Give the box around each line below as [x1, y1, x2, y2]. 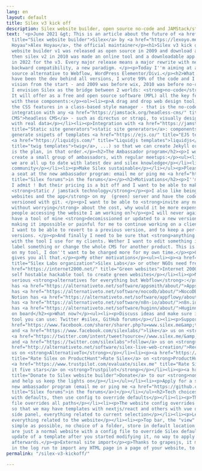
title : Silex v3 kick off [6, 20, 71, 26]
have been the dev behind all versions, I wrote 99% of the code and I [11, 76, 195, 82]
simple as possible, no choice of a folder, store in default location [11, 422, 195, 429]
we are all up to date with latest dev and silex [11, 160, 138, 166]
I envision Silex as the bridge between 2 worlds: [11, 87, 141, 93]
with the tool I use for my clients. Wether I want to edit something [11, 238, 192, 244]
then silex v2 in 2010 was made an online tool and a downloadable [11, 54, 185, 60]
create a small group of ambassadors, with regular [11, 154, 144, 160]
